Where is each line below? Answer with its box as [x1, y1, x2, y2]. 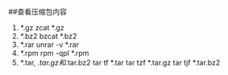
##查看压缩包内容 [8, 7, 67, 16]
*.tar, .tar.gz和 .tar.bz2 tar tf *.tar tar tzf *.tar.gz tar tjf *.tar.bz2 [19, 58, 221, 67]
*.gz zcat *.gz [19, 23, 64, 32]
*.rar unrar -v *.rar [19, 40, 79, 49]
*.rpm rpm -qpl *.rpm [19, 49, 89, 57]
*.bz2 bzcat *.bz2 [19, 31, 77, 41]
